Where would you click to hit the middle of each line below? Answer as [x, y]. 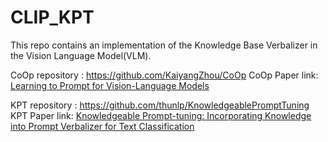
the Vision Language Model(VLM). [81, 55]
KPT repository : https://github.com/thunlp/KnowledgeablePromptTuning [160, 105]
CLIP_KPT [52, 17]
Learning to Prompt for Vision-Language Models [110, 85]
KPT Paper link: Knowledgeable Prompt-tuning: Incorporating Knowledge [161, 115]
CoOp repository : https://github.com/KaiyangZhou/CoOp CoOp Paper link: [164, 75]
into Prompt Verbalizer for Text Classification [102, 126]
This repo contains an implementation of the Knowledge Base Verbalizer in [164, 45]
